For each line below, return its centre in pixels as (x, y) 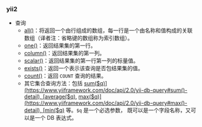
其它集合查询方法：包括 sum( (60, 83)
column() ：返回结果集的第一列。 (64, 53)
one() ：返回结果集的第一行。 (60, 46)
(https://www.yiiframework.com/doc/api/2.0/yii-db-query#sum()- (106, 90)
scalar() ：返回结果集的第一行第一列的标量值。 (81, 61)
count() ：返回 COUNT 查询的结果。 (65, 76)
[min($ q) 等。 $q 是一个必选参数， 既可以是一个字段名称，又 (117, 110)
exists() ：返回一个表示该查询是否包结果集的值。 (83, 68)
